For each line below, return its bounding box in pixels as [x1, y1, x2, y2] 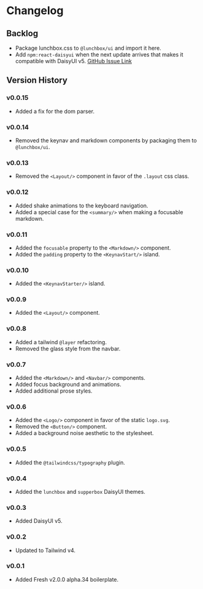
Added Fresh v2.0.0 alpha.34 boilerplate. [15, 576, 119, 583]
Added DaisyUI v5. [15, 517, 63, 525]
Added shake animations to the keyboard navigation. [15, 202, 148, 209]
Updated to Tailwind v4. [15, 547, 75, 554]
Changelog [6, 4, 64, 18]
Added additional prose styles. [15, 387, 93, 395]
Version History [6, 75, 67, 86]
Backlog [6, 28, 39, 39]
